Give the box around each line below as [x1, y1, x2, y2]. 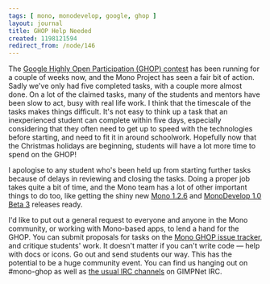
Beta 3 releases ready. [8, 199, 83, 210]
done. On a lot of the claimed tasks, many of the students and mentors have [8, 90, 260, 99]
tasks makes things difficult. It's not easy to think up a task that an [8, 106, 228, 117]
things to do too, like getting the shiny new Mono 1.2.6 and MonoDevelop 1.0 [8, 191, 262, 201]
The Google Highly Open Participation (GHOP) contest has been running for [8, 64, 260, 73]
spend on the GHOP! [8, 150, 77, 160]
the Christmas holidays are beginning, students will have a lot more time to [8, 141, 256, 151]
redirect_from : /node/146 [8, 42, 95, 50]
